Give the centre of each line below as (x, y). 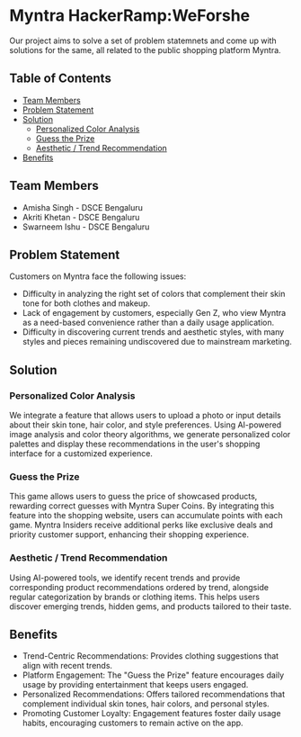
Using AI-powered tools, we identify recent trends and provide (125, 578)
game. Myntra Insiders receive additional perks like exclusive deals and (142, 525)
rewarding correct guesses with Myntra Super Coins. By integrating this (142, 506)
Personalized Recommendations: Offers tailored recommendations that (154, 695)
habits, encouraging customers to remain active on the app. (133, 723)
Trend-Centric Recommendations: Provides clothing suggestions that (150, 656)
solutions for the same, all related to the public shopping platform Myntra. (145, 49)
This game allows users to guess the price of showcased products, (133, 497)
